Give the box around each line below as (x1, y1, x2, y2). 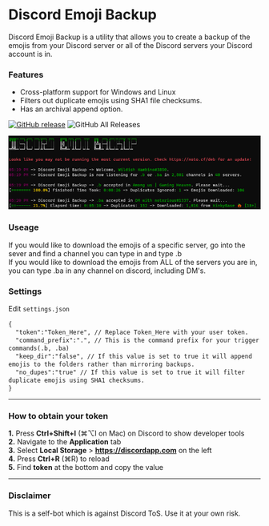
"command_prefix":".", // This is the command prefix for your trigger (15, 336, 260, 344)
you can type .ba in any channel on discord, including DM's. (8, 266, 207, 275)
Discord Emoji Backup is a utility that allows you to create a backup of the (8, 32, 251, 42)
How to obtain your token (8, 410, 109, 421)
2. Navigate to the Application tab (8, 437, 122, 447)
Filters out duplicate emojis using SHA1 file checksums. (19, 96, 203, 106)
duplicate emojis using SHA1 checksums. (8, 376, 146, 384)
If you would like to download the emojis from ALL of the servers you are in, (8, 257, 258, 267)
